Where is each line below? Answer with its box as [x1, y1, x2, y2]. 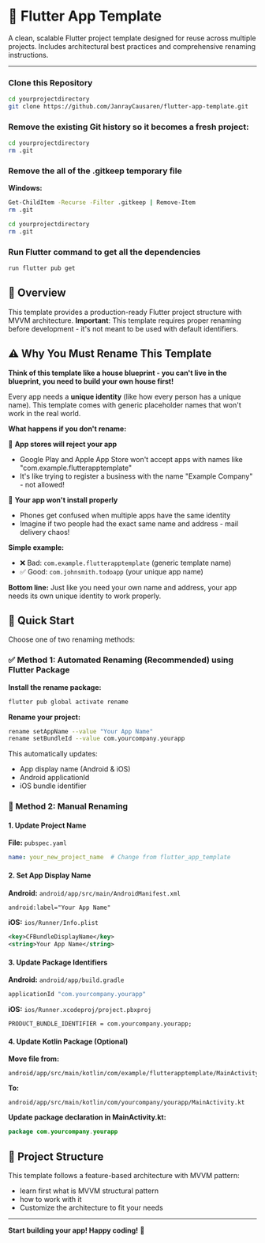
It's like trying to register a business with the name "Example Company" [19, 471, 253, 481]
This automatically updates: [8, 749, 99, 759]
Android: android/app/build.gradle [8, 975, 125, 984]
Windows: [8, 184, 43, 193]
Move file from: [8, 1054, 60, 1063]
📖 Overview [8, 286, 66, 300]
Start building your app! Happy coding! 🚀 [8, 1226, 145, 1235]
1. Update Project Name [8, 820, 87, 830]
